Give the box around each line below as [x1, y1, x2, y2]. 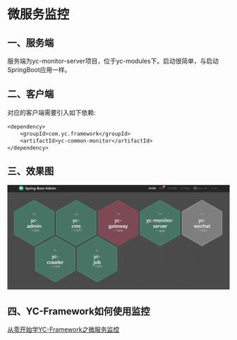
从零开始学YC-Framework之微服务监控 [7, 325, 120, 334]
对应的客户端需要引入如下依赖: [7, 108, 97, 116]
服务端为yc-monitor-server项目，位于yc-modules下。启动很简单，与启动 [7, 57, 219, 65]
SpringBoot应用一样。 [7, 66, 71, 74]
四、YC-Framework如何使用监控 [7, 305, 150, 317]
